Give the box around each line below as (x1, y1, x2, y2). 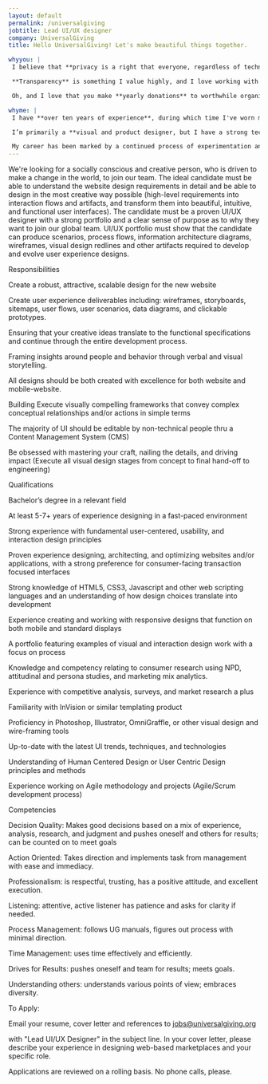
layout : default (8, 11, 62, 20)
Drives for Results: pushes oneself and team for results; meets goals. (8, 964, 235, 974)
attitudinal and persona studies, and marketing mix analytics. (8, 672, 208, 681)
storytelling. (8, 361, 48, 370)
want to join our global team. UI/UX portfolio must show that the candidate (8, 224, 253, 234)
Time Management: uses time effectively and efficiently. (8, 948, 193, 958)
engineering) (8, 464, 50, 475)
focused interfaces (8, 567, 70, 577)
